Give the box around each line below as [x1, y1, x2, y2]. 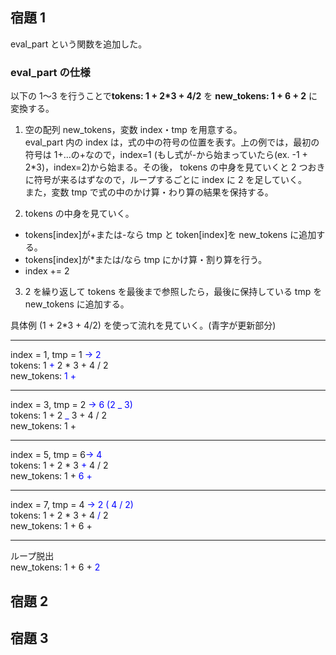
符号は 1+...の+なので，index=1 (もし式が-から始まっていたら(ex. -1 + [24, 149, 308, 161]
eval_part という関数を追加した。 [10, 38, 148, 50]
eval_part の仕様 [10, 65, 91, 79]
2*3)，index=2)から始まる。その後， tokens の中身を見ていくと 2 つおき [24, 161, 326, 173]
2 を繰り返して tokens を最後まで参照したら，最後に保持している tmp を [24, 286, 323, 298]
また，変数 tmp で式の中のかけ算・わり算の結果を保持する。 [24, 186, 274, 198]
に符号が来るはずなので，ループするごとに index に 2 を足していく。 [24, 174, 307, 186]
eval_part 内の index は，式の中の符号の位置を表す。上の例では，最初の [24, 136, 320, 148]
